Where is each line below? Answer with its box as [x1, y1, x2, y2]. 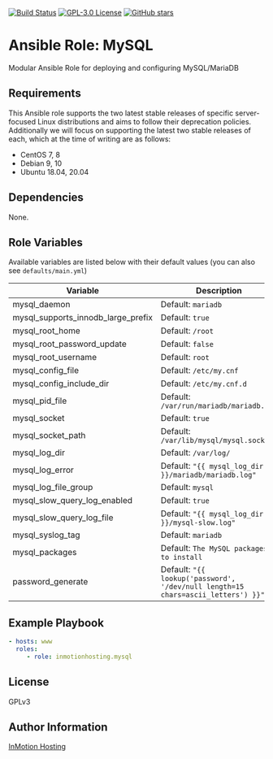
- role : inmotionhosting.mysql [26, 653, 132, 661]
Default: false [160, 338, 214, 349]
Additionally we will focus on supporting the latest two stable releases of [8, 125, 252, 135]
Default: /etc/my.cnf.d [160, 378, 248, 389]
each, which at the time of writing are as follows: [8, 134, 171, 144]
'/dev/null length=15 [160, 582, 245, 592]
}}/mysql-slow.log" [160, 518, 236, 527]
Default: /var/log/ [160, 447, 231, 458]
